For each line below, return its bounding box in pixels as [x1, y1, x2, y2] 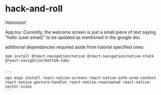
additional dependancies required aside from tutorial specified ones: [5, 44, 145, 50]
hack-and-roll [5, 3, 63, 14]
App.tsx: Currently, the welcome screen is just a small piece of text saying [5, 29, 156, 35]
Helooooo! [5, 19, 26, 25]
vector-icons [5, 84, 32, 89]
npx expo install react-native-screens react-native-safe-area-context [5, 75, 156, 80]
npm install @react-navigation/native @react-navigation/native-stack [5, 53, 154, 59]
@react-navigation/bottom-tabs [5, 58, 70, 63]
